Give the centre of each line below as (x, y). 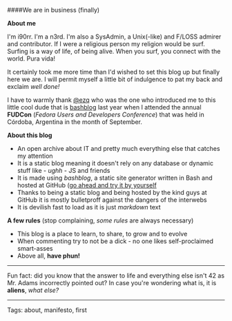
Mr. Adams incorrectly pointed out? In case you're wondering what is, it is (112, 283)
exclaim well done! (33, 86)
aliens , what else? (33, 290)
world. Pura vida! (31, 59)
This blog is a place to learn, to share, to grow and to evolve (102, 234)
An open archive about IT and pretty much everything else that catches (118, 148)
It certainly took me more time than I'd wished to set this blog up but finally (114, 72)
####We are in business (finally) (54, 10)
